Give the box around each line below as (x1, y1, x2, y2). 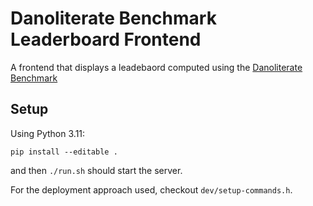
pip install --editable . (10, 147, 118, 157)
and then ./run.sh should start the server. (10, 164, 183, 176)
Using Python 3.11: (10, 127, 86, 139)
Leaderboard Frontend (10, 28, 202, 51)
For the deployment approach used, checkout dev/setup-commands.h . (10, 183, 293, 196)
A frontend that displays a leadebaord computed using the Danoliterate (10, 61, 303, 73)
